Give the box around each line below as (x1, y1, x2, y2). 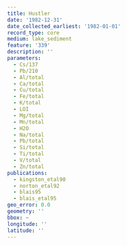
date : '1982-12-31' (7, 16, 63, 23)
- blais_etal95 (13, 195, 57, 202)
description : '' (7, 49, 54, 56)
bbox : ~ (7, 214, 30, 221)
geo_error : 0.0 (7, 202, 51, 209)
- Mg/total (13, 112, 45, 119)
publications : (7, 170, 48, 176)
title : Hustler (7, 10, 51, 17)
